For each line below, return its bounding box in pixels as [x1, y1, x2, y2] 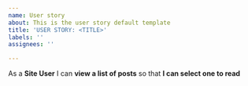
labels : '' [8, 33, 44, 41]
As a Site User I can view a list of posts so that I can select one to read [8, 69, 241, 78]
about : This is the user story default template [8, 19, 171, 27]
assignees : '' [8, 41, 55, 48]
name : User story [8, 11, 65, 20]
